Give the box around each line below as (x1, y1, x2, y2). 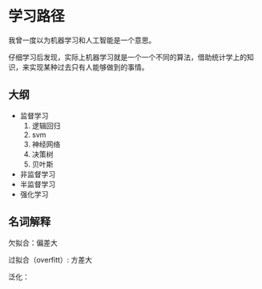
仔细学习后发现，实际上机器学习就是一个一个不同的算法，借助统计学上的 (8, 52, 247, 62)
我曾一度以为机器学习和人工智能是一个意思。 (8, 35, 156, 45)
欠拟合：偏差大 (8, 238, 58, 247)
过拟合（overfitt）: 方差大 (8, 255, 93, 264)
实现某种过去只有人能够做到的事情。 (29, 62, 149, 72)
